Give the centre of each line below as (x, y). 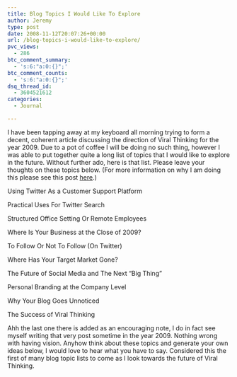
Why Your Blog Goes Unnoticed (53, 301)
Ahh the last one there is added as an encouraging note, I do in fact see (111, 328)
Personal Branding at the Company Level (67, 286)
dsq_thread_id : (30, 86)
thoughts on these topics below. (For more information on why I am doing (114, 170)
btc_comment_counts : (38, 73)
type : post (23, 27)
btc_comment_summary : (39, 60)
